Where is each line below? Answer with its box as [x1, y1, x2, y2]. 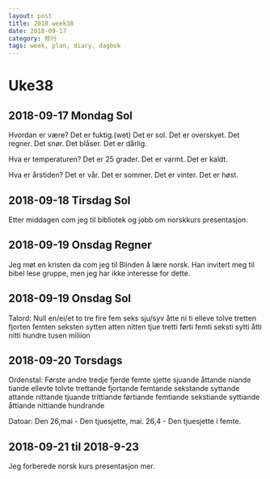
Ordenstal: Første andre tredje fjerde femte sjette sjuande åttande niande [8, 375, 251, 384]
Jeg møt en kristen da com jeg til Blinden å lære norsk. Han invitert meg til [8, 259, 255, 269]
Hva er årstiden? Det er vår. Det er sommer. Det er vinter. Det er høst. [8, 170, 238, 180]
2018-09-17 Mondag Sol [8, 108, 133, 122]
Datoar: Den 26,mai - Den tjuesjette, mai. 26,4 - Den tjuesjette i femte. [8, 417, 242, 426]
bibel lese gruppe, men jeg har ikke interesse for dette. [8, 268, 191, 278]
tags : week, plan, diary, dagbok [8, 42, 121, 50]
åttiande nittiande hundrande [8, 401, 105, 410]
